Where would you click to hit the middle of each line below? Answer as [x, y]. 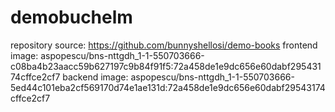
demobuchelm [71, 17]
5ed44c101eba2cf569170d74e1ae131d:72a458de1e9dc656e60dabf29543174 [168, 87]
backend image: [95, 77]
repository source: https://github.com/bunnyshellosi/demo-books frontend [164, 45]
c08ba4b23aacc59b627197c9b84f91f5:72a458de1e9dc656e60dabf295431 [166, 66]
